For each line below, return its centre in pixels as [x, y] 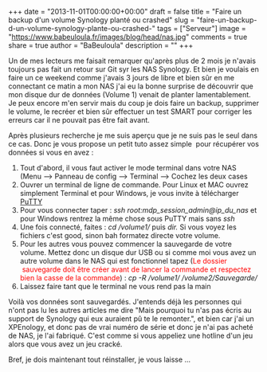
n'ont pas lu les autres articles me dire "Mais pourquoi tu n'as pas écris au [130, 310]
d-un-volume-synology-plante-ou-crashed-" [82, 28]
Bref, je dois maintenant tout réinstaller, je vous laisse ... [100, 359]
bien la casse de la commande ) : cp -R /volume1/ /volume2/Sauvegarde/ [138, 278]
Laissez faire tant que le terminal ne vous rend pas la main [115, 286]
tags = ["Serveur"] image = [201, 28]
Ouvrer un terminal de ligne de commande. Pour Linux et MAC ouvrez [134, 185]
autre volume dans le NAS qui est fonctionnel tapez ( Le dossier [123, 261]
